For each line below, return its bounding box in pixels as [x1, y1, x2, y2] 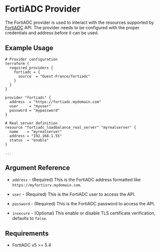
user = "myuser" [9, 104, 51, 108]
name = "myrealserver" [9, 129, 62, 134]
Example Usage [5, 44, 54, 52]
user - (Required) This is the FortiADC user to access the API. [12, 191, 136, 197]
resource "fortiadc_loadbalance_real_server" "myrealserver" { [5, 125, 137, 130]
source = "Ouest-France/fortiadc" [18, 74, 91, 79]
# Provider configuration [5, 57, 58, 62]
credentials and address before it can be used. [5, 30, 99, 36]
